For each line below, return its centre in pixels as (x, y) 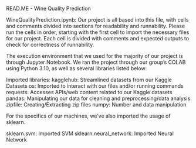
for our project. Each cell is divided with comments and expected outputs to (98, 38)
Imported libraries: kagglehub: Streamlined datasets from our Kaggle (89, 80)
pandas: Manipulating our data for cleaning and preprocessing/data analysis (98, 98)
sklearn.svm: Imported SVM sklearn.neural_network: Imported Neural (90, 133)
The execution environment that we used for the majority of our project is (94, 56)
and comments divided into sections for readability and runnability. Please (96, 26)
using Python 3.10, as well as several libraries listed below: (77, 68)
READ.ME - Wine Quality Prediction (48, 8)
